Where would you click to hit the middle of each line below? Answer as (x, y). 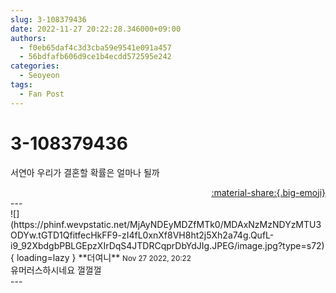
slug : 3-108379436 (48, 19)
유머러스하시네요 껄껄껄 (56, 270)
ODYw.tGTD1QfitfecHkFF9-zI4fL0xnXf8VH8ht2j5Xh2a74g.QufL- (142, 235)
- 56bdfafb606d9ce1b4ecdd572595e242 (95, 57)
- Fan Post (42, 94)
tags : (21, 85)
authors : (28, 38)
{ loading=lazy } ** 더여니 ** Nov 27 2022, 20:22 (101, 257)
